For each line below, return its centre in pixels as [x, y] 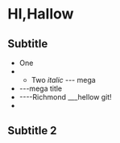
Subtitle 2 [32, 131]
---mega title [41, 88]
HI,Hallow [41, 14]
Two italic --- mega [63, 80]
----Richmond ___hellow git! [65, 97]
